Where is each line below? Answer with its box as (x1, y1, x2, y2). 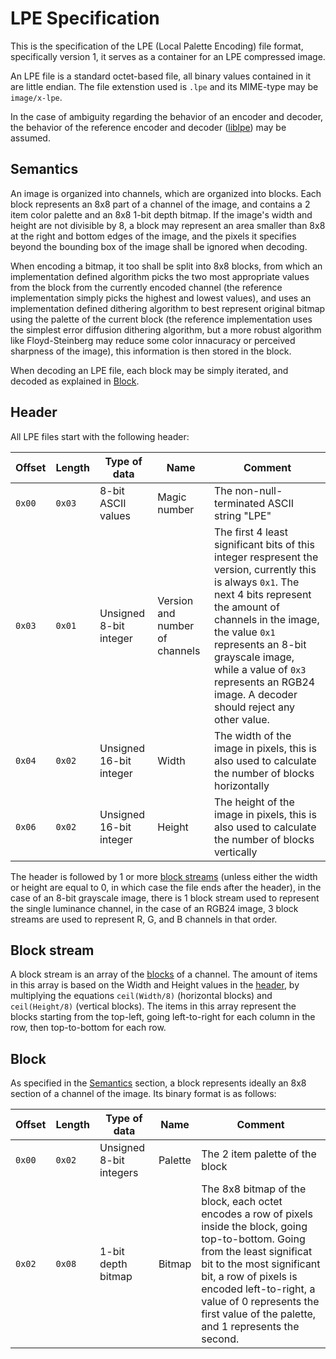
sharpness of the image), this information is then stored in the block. (10, 345, 292, 357)
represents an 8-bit (214, 637, 307, 651)
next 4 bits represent (214, 587, 312, 601)
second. (201, 1332, 240, 1346)
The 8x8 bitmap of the (201, 1182, 307, 1196)
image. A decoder (214, 687, 298, 701)
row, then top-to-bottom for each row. (10, 1022, 167, 1034)
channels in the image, (214, 612, 320, 626)
